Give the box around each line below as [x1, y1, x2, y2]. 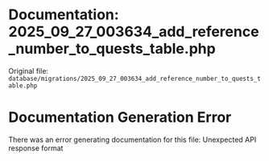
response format [8, 143, 64, 153]
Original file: [8, 66, 49, 75]
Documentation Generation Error [8, 108, 232, 127]
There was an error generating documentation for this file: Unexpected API [8, 135, 257, 144]
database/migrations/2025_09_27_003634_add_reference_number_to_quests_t [8, 74, 262, 83]
